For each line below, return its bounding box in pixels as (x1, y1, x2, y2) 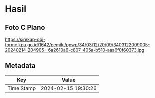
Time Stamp (7, 85, 36, 92)
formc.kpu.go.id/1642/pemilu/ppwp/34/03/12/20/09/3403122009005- (5, 42, 150, 48)
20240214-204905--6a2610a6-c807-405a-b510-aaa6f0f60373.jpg (5, 47, 145, 53)
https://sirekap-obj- (5, 36, 46, 42)
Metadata (5, 61, 36, 70)
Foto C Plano (5, 23, 45, 32)
